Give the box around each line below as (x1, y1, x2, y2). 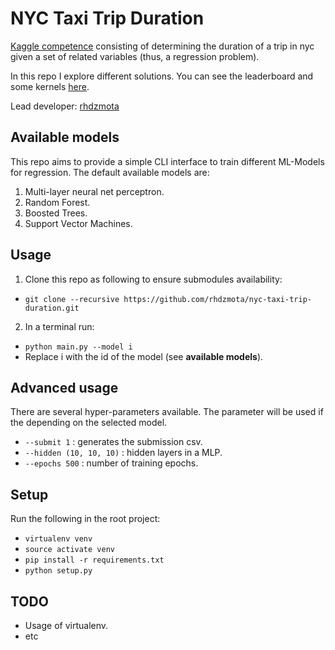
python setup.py (24, 566, 93, 576)
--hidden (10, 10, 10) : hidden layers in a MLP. (24, 447, 223, 459)
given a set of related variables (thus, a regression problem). (10, 50, 260, 62)
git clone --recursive (24, 294, 120, 304)
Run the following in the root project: (10, 513, 161, 525)
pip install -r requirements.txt (24, 555, 165, 566)
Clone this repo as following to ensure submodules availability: (24, 273, 283, 285)
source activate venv (24, 545, 115, 555)
